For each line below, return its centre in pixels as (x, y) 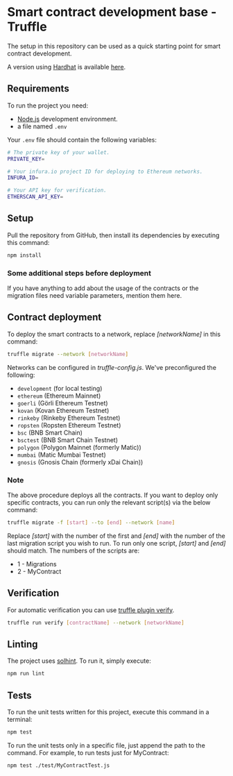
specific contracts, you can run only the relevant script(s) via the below (109, 502)
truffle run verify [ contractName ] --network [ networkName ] (96, 623)
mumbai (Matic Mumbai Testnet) (61, 455)
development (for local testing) (60, 388)
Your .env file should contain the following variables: (82, 140)
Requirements (38, 88)
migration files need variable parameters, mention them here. (95, 295)
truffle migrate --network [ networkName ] (68, 354)
